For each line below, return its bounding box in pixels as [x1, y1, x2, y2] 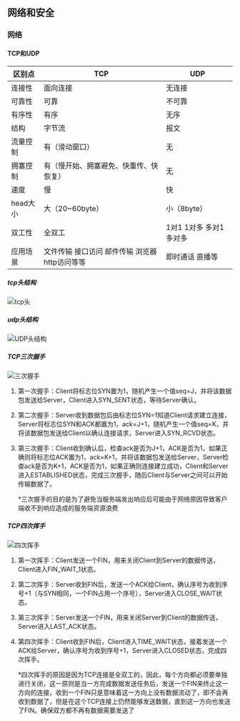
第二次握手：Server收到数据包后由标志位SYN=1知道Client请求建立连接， [17, 411, 231, 419]
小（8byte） [165, 203, 207, 213]
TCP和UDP [7, 49, 40, 57]
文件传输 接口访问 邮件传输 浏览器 [44, 246, 157, 256]
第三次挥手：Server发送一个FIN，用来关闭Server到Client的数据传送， [17, 613, 222, 622]
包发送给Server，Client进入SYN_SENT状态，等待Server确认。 [17, 396, 201, 404]
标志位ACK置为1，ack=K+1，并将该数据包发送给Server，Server [36, 453, 223, 462]
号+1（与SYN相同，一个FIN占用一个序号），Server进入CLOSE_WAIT [17, 589, 216, 598]
